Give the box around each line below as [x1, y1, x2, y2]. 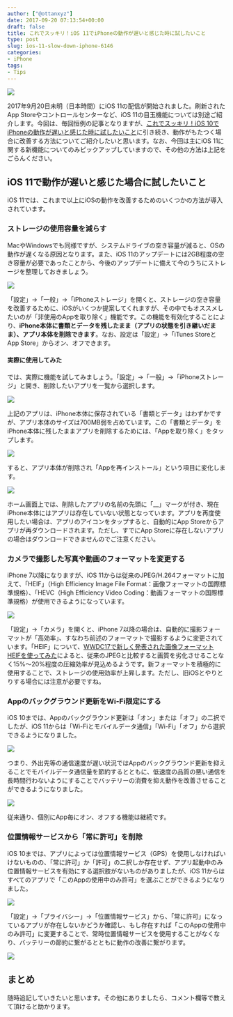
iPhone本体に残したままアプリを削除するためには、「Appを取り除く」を [7, 427, 212, 435]
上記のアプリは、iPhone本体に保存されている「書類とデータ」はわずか [7, 409, 210, 418]
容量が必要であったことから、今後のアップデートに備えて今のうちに [13, 259, 209, 267]
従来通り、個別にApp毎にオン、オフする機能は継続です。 [7, 813, 170, 821]
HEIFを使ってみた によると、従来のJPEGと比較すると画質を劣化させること [7, 651, 218, 659]
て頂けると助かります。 [7, 1002, 74, 1011]
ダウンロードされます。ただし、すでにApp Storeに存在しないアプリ [31, 526, 225, 534]
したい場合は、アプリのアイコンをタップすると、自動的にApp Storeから [13, 517, 218, 526]
